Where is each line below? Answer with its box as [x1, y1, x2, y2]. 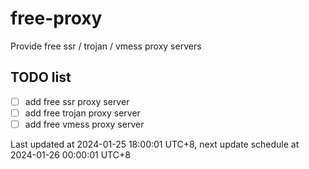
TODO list [10, 69, 72, 86]
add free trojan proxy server [24, 107, 141, 119]
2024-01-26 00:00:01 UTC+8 [10, 148, 131, 161]
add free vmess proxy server [24, 118, 145, 130]
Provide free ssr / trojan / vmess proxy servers [10, 40, 202, 52]
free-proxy [10, 7, 103, 30]
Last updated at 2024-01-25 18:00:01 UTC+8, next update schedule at [10, 138, 300, 150]
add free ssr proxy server [24, 95, 130, 107]
